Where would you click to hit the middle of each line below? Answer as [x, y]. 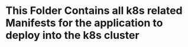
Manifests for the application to [84, 23]
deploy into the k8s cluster [72, 35]
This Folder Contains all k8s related [94, 11]
